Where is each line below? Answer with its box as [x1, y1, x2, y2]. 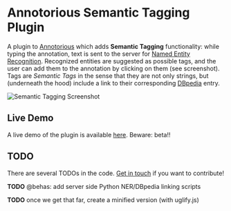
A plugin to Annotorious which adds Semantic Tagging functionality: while [7, 42, 220, 50]
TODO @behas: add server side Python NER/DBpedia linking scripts [7, 182, 201, 190]
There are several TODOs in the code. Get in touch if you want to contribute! [7, 169, 225, 177]
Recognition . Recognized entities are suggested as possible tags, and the [7, 57, 216, 65]
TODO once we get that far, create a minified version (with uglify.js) [7, 195, 199, 204]
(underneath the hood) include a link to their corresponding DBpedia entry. [7, 79, 220, 87]
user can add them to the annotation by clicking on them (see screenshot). [7, 64, 220, 72]
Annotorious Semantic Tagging [7, 5, 190, 21]
